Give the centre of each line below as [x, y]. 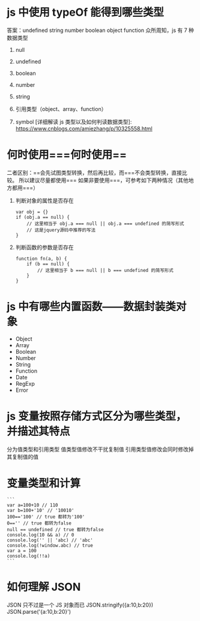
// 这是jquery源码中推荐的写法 [61, 230]
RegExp [25, 383]
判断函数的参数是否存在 [44, 247]
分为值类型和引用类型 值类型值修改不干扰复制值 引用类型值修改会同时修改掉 [100, 449]
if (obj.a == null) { [42, 217]
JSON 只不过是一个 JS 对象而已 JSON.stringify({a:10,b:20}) [80, 605]
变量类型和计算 [44, 483]
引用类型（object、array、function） [61, 109]
